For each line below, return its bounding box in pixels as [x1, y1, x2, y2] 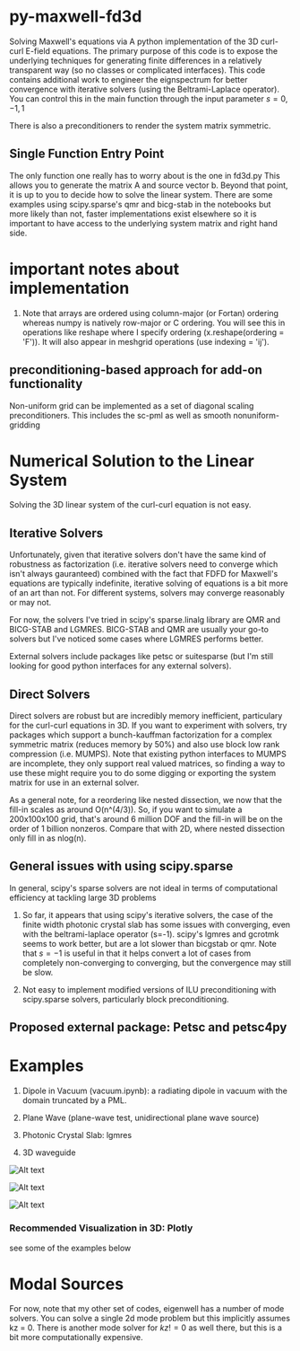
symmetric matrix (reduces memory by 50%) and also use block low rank [9, 739, 280, 750]
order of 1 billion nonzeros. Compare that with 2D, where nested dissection [9, 824, 285, 834]
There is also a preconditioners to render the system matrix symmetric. [9, 119, 271, 131]
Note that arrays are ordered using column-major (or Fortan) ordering [21, 307, 279, 318]
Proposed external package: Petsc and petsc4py [9, 1020, 287, 1035]
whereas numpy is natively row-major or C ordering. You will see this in [21, 317, 286, 328]
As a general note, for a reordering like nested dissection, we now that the [9, 795, 282, 806]
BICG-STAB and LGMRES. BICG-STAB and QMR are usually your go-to [9, 624, 269, 635]
